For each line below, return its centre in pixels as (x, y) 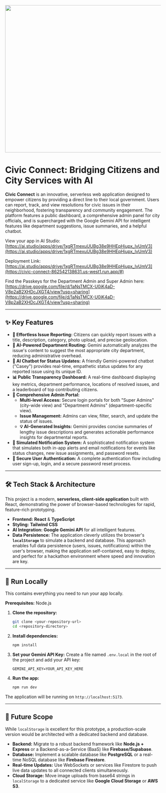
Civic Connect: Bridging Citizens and (82, 170)
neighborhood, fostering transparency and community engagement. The (79, 210)
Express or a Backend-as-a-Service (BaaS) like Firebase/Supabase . (82, 749)
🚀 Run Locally (26, 581)
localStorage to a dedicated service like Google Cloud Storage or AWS (85, 781)
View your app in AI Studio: (33, 241)
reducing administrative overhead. (47, 356)
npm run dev (24, 687)
